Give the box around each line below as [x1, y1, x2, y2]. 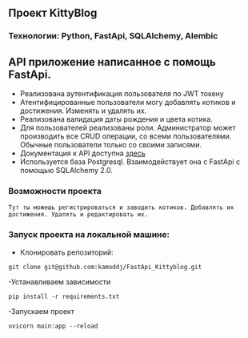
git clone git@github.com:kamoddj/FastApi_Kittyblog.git [8, 263, 202, 271]
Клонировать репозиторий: [19, 247, 114, 257]
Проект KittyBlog [8, 6, 98, 20]
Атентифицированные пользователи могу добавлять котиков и [19, 98, 236, 107]
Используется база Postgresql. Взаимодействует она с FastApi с [19, 157, 241, 167]
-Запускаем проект [8, 306, 74, 316]
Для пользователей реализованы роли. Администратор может [19, 123, 236, 133]
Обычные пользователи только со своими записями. [19, 140, 202, 150]
